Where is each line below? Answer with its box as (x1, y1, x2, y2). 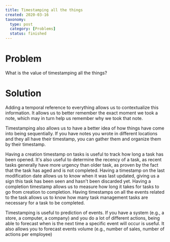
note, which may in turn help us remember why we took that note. (5, 115, 144, 121)
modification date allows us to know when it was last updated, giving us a (5, 172, 159, 178)
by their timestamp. (5, 141, 46, 147)
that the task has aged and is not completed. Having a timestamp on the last (5, 167, 165, 173)
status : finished (10, 31, 47, 36)
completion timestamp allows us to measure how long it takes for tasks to (5, 184, 159, 190)
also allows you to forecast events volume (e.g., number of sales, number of (5, 226, 165, 232)
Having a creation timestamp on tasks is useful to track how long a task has (5, 151, 164, 157)
